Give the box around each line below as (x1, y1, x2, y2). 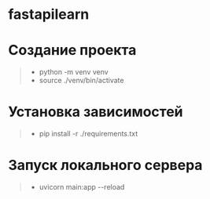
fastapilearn (8, 5, 90, 24)
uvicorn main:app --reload (39, 183, 125, 191)
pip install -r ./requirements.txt (39, 129, 138, 139)
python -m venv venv (39, 67, 109, 77)
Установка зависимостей (8, 103, 183, 121)
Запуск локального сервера (8, 157, 203, 174)
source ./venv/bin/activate (39, 76, 124, 85)
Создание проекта (8, 42, 137, 60)
